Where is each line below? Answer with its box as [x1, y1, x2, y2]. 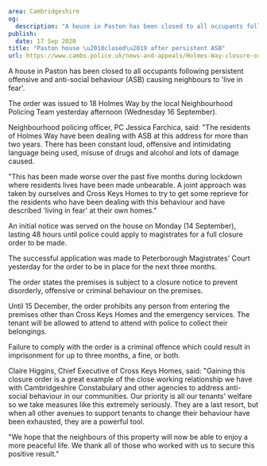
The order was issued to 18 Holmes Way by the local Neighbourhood [8, 99, 233, 108]
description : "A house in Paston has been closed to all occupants [15, 22, 244, 30]
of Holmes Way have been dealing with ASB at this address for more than [8, 131, 249, 141]
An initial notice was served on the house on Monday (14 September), [8, 221, 237, 231]
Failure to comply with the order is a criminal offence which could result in [8, 343, 250, 352]
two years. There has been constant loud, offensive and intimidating [8, 139, 231, 149]
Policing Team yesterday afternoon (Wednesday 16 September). [8, 108, 218, 117]
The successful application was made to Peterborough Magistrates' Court [8, 253, 250, 263]
